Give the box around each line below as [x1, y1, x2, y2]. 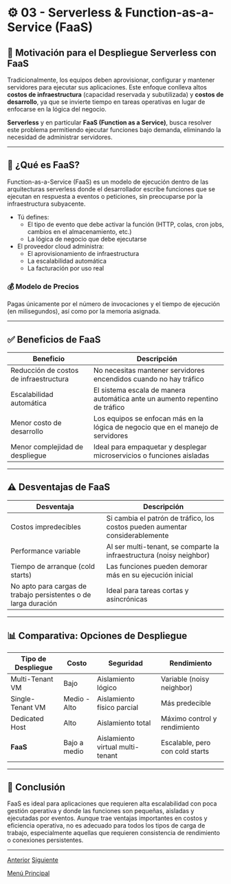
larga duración [10, 599, 58, 608]
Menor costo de [10, 418, 62, 427]
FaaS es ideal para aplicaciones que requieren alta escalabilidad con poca [7, 799, 217, 808]
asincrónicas [106, 594, 148, 603]
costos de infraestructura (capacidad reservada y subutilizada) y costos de [7, 91, 224, 98]
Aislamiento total [97, 718, 151, 727]
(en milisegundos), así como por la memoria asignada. [7, 308, 161, 316]
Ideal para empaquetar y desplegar [93, 442, 208, 451]
